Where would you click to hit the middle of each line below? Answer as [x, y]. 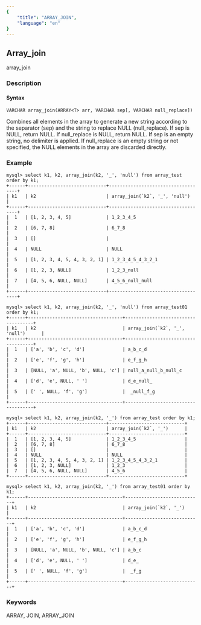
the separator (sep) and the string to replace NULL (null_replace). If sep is [98, 128]
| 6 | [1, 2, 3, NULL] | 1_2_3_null [72, 270]
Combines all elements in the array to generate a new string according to [97, 122]
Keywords [21, 602]
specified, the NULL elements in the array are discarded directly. [87, 147]
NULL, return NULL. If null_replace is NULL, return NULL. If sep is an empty [100, 135]
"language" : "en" [39, 23]
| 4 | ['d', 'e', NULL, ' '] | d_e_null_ [79, 381]
